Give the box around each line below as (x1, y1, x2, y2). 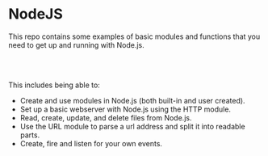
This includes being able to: (8, 80, 101, 90)
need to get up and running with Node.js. (8, 40, 145, 49)
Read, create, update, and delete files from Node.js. (19, 112, 192, 122)
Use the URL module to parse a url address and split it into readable (19, 121, 245, 131)
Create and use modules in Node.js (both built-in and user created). (19, 95, 245, 105)
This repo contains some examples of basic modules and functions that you (8, 32, 261, 41)
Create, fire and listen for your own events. (19, 138, 163, 148)
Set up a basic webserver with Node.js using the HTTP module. (19, 104, 232, 114)
